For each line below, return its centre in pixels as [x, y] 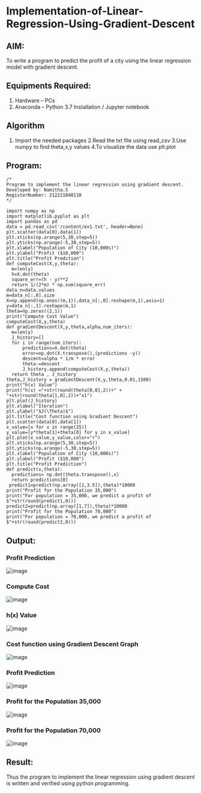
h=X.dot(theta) [31, 274]
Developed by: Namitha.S [37, 190]
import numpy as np [31, 211]
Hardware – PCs [35, 100]
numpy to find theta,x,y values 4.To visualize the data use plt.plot [95, 146]
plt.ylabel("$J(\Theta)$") [40, 412]
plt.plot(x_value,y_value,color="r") [53, 438]
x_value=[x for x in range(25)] [46, 427]
